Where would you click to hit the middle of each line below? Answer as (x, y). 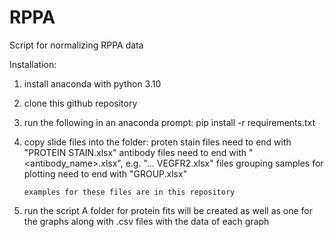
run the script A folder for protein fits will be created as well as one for (168, 210)
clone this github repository (80, 103)
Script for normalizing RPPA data (76, 45)
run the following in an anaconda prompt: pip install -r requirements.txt (169, 122)
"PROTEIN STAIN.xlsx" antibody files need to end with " (138, 152)
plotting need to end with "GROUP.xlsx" (105, 173)
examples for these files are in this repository (129, 192)
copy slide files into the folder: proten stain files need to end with (157, 142)
